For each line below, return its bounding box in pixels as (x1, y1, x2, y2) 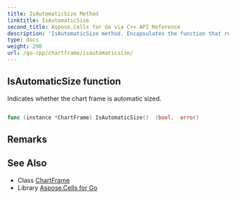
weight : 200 (7, 43, 42, 50)
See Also (7, 158, 47, 169)
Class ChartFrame (17, 176, 70, 184)
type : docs (7, 37, 39, 44)
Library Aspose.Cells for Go (17, 184, 98, 192)
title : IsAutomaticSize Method (7, 10, 99, 18)
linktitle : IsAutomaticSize (7, 17, 90, 24)
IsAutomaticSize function (7, 75, 122, 88)
